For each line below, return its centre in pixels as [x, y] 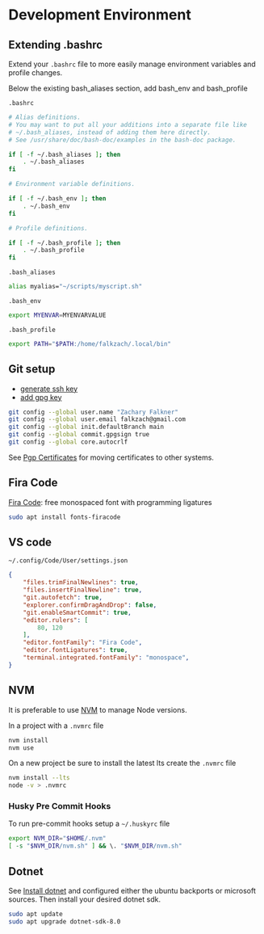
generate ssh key [49, 389]
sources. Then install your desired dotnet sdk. [85, 899]
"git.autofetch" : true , [63, 598]
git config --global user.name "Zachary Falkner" [94, 412]
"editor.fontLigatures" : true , [75, 650]
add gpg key [41, 397]
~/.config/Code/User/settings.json [68, 561]
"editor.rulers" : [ [56, 620]
